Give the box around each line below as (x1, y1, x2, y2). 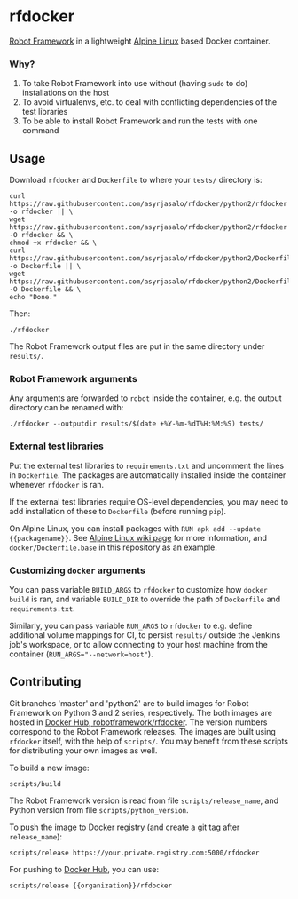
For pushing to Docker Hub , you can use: (9, 863, 160, 874)
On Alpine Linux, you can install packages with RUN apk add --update (9, 522, 262, 534)
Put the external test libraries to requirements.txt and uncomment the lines (9, 460, 285, 471)
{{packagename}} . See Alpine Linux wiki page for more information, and (9, 532, 268, 543)
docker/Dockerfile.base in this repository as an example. (9, 542, 217, 553)
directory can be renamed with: (9, 402, 124, 413)
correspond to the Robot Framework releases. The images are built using (9, 726, 277, 736)
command (21, 125, 59, 136)
